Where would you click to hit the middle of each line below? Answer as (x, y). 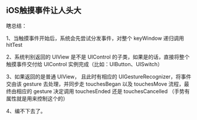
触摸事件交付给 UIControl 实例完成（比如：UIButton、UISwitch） (85, 64)
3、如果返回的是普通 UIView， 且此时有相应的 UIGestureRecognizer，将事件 (99, 76)
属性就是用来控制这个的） (37, 98)
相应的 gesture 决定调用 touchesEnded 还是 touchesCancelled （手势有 (103, 91)
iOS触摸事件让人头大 (44, 11)
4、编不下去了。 (26, 111)
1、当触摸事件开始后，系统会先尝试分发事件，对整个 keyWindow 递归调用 (95, 38)
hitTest (14, 44)
